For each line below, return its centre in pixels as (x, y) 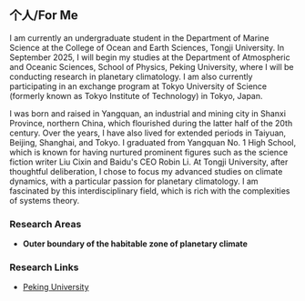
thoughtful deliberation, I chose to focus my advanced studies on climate (146, 171)
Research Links (44, 267)
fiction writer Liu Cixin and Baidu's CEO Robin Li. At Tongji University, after (149, 162)
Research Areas (46, 224)
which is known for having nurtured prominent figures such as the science (149, 152)
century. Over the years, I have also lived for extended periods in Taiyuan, (148, 133)
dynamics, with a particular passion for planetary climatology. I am (134, 181)
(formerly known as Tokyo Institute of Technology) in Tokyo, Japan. (136, 95)
